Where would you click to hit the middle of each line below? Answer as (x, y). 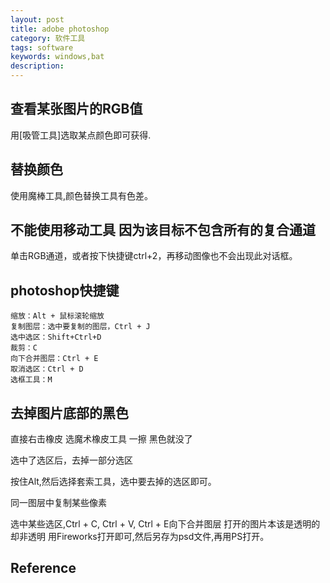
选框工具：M (31, 380)
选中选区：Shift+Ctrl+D (56, 337)
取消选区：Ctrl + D (47, 369)
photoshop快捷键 (65, 290)
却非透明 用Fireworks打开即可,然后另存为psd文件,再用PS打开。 (140, 537)
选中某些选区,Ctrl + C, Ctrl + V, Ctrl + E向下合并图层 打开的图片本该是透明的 (165, 524)
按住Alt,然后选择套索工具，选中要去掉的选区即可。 (113, 482)
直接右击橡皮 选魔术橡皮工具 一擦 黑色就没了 (101, 439)
